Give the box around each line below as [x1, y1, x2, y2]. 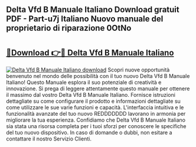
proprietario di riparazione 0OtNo [6, 23, 132, 33]
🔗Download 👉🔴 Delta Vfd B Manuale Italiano [6, 47, 174, 58]
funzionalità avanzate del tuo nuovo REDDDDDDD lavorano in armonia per [6, 110, 186, 117]
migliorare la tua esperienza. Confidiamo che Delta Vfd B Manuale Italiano [6, 116, 186, 123]
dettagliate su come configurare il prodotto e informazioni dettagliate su [6, 97, 181, 104]
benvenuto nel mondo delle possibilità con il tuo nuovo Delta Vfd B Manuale [6, 73, 190, 79]
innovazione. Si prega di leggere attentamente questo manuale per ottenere [6, 85, 190, 92]
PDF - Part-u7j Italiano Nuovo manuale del [6, 14, 164, 24]
